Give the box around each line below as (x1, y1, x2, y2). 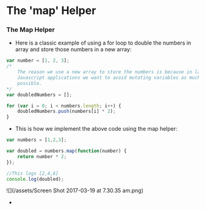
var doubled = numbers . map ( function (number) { (6, 148, 127, 154)
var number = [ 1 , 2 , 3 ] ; (6, 57, 70, 64)
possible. (17, 80, 43, 86)
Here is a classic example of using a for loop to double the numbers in (15, 39, 192, 46)
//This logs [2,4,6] (6, 170, 59, 176)
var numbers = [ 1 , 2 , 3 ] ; (6, 137, 67, 143)
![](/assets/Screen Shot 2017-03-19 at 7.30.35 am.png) (6, 187, 144, 194)
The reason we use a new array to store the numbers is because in (17, 69, 192, 75)
